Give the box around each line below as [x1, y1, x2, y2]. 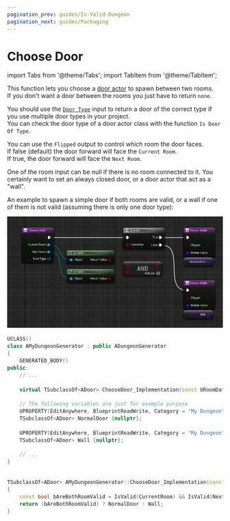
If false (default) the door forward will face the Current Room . [7, 147, 177, 155]
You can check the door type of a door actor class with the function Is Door [7, 120, 221, 128]
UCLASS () [7, 335, 32, 342]
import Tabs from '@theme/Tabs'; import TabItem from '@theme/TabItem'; [7, 71, 218, 79]
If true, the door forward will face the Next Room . [7, 155, 142, 163]
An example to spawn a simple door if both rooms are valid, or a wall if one [7, 196, 218, 204]
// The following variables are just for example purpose [19, 401, 188, 407]
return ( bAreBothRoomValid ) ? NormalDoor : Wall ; [19, 500, 164, 507]
